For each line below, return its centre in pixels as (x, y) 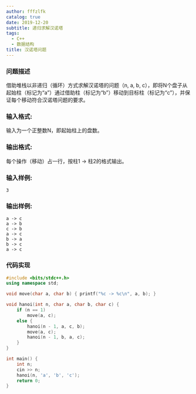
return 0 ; (29, 380)
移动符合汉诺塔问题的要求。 (55, 100)
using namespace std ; (33, 283)
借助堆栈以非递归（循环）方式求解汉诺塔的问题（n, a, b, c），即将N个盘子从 (97, 85)
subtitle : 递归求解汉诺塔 (35, 28)
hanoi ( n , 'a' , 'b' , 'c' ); (48, 375)
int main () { (22, 359)
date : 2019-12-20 (27, 22)
